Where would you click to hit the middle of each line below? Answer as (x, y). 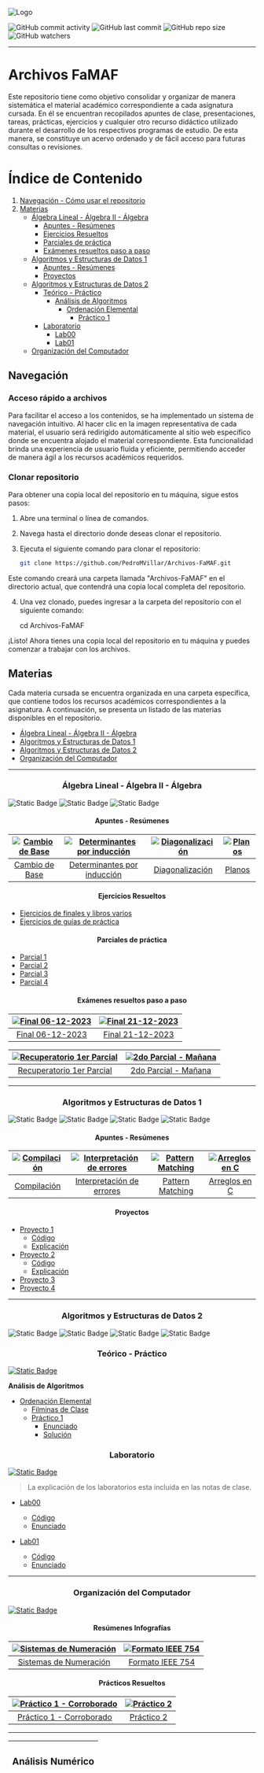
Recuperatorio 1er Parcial (65, 1070)
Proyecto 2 (37, 1254)
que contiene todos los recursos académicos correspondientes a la (117, 701)
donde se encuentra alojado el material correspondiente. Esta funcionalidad (131, 440)
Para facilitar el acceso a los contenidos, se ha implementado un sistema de (131, 415)
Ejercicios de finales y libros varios (75, 914)
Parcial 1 (33, 957)
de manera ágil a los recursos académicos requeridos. (96, 457)
